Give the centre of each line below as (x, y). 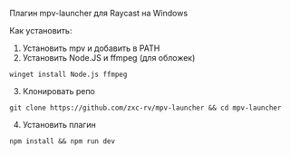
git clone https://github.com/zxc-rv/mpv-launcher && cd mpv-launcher (145, 108)
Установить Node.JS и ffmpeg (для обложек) (109, 58)
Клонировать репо (58, 91)
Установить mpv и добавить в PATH (91, 48)
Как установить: (41, 30)
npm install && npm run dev (63, 141)
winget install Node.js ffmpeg (68, 74)
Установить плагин (59, 125)
